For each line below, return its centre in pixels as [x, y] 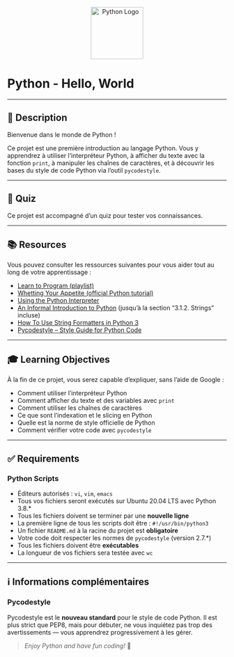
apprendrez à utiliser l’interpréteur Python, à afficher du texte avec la [106, 155]
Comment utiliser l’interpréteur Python [72, 393]
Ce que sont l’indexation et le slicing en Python [85, 415]
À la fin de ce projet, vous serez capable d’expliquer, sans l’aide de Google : [116, 380]
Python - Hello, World [71, 84]
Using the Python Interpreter [58, 301]
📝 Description [37, 118]
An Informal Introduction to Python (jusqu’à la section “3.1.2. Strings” [116, 308]
